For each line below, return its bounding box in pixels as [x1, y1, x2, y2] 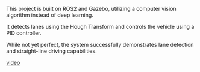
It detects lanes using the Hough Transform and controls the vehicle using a [6, 23, 195, 30]
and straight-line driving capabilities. [6, 47, 98, 55]
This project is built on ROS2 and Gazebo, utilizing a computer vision [6, 5, 177, 12]
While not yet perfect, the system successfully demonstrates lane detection [6, 41, 194, 48]
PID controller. [6, 29, 42, 37]
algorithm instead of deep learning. [6, 11, 93, 19]
